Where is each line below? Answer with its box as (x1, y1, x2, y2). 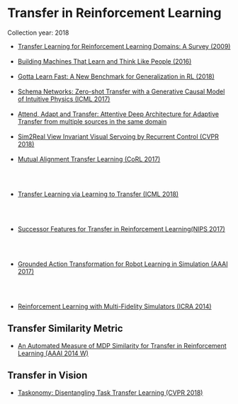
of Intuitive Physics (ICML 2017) (17, 94, 110, 103)
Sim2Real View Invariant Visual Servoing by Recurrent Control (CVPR (17, 132, 220, 141)
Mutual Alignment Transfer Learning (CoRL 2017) (17, 154, 161, 163)
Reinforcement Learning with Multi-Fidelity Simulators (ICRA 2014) (17, 302, 212, 311)
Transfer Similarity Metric (7, 323, 123, 335)
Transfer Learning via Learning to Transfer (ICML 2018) (17, 190, 179, 198)
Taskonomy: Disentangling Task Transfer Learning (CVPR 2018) (17, 388, 203, 397)
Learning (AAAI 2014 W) (17, 349, 89, 357)
